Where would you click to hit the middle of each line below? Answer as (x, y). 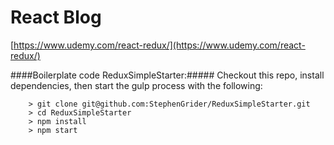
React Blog (56, 17)
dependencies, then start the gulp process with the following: (136, 85)
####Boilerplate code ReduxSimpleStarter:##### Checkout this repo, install (167, 75)
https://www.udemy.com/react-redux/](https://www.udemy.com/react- (159, 45)
